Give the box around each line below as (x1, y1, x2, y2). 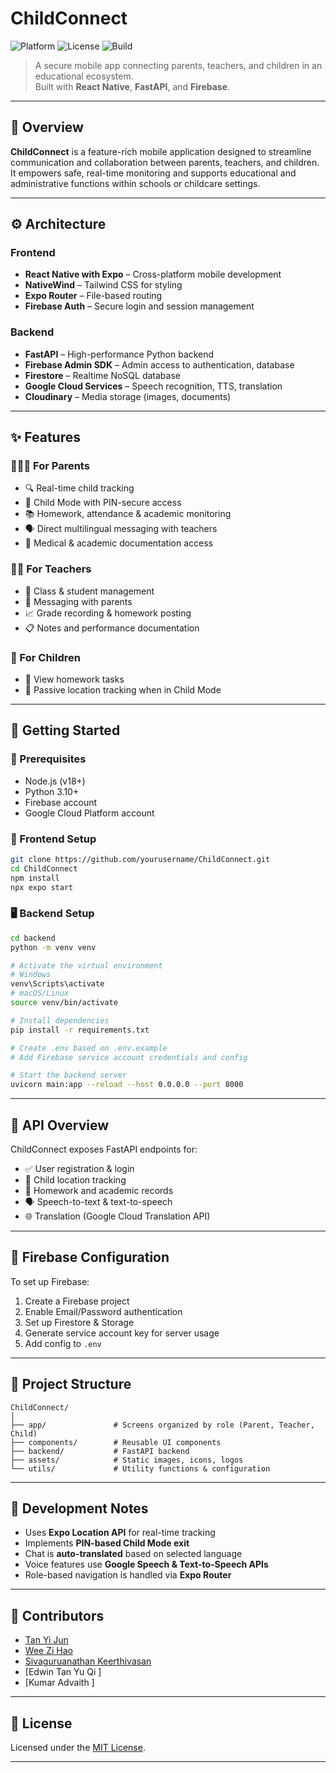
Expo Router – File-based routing (24, 290, 163, 302)
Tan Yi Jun (24, 1634, 69, 1646)
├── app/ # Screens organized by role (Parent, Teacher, (10, 1420, 315, 1430)
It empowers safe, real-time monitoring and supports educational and (10, 167, 297, 179)
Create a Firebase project (24, 1295, 130, 1307)
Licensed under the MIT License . (10, 1742, 146, 1754)
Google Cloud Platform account (24, 807, 155, 819)
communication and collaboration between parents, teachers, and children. (10, 156, 320, 168)
